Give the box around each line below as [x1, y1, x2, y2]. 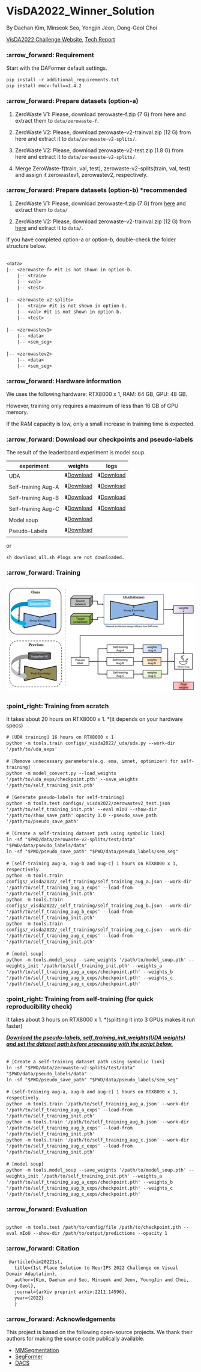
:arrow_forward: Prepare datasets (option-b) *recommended [6, 186, 187, 194]
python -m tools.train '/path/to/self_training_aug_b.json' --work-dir [6, 1119, 189, 1125]
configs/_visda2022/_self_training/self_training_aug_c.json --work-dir [6, 927, 192, 933]
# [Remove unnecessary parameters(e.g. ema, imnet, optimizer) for [6, 758, 179, 764]
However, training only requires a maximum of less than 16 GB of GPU [6, 402, 179, 410]
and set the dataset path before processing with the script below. [6, 1040, 173, 1048]
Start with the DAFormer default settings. [6, 64, 107, 72]
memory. [6, 409, 28, 416]
